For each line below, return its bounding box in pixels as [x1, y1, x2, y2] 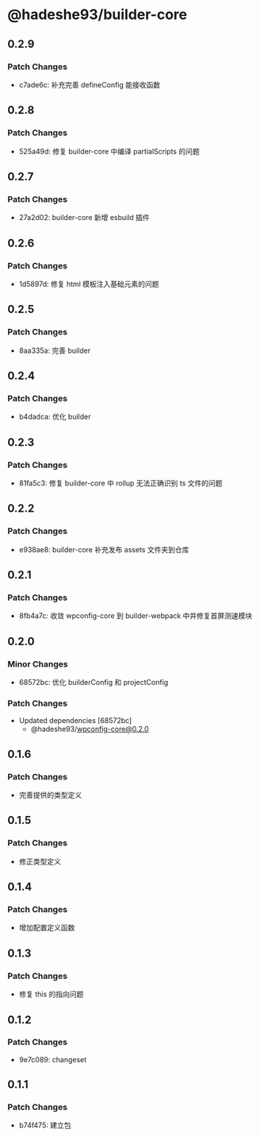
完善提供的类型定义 [18, 791, 82, 800]
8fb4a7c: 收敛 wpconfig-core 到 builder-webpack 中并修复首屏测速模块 [18, 611, 253, 621]
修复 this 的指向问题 [18, 989, 84, 999]
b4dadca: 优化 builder [18, 412, 91, 422]
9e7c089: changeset [18, 1054, 87, 1064]
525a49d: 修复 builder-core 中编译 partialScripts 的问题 [18, 146, 200, 156]
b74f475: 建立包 [18, 1120, 71, 1130]
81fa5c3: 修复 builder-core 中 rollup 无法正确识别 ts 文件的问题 [18, 478, 223, 488]
